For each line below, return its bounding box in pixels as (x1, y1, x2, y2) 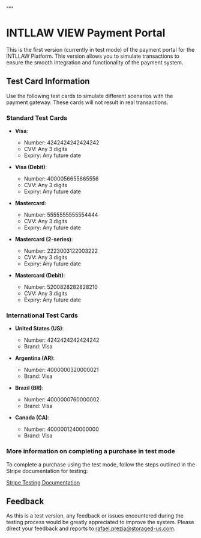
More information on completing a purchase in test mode (6, 447, 176, 456)
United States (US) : (14, 325, 64, 332)
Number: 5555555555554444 (23, 211, 98, 218)
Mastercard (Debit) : (14, 272, 65, 279)
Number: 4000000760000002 (23, 396, 100, 403)
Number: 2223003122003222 (23, 247, 98, 255)
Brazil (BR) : (14, 385, 44, 392)
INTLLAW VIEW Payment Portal (6, 26, 166, 40)
